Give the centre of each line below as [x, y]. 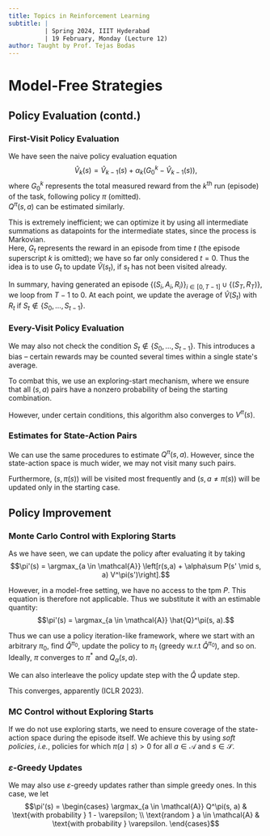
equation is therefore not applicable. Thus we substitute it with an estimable [135, 599]
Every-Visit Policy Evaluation [66, 328]
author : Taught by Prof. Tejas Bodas [72, 46]
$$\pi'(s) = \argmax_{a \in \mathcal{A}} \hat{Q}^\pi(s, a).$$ [136, 620]
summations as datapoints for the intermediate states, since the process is [133, 230]
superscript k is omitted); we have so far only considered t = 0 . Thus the [129, 258]
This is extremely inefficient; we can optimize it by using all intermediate [129, 222]
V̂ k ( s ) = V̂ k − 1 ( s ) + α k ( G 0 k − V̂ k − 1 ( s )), [136, 170]
